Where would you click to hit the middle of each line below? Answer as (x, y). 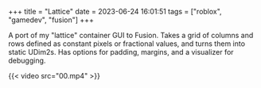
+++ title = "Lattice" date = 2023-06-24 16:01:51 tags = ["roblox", (115, 11)
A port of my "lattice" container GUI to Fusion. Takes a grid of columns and (131, 35)
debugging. (27, 60)
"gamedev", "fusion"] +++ (51, 20)
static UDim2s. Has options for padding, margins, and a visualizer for (121, 52)
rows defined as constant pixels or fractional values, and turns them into (127, 44)
